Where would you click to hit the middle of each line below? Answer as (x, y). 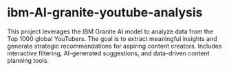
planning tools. (28, 60)
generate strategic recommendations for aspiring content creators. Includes (115, 46)
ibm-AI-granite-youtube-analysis (105, 13)
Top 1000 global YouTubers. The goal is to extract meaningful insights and (112, 38)
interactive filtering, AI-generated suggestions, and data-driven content (108, 53)
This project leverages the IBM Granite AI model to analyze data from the (110, 31)
